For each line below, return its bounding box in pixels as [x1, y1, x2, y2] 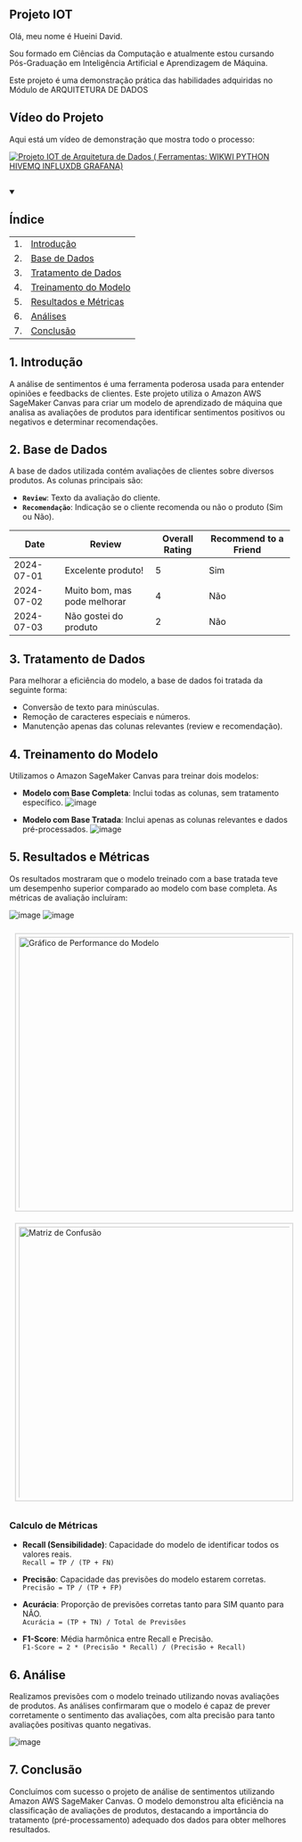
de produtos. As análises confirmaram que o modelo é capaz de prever [9, 1700, 271, 1711]
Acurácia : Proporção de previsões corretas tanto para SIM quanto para [21, 1599, 284, 1610]
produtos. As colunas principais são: [9, 475, 143, 486]
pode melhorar [64, 596, 127, 608]
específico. [21, 797, 64, 808]
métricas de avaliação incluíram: [9, 892, 128, 903]
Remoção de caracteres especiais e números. [21, 711, 191, 722]
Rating [163, 544, 192, 556]
